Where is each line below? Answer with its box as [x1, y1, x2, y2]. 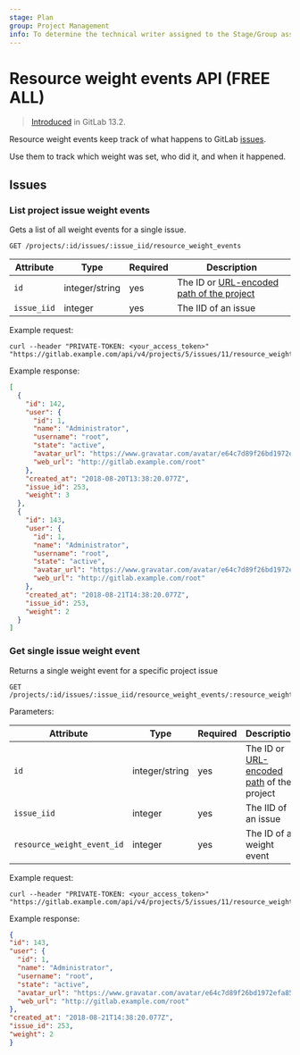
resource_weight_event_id [13, 839, 124, 850]
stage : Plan [9, 13, 54, 22]
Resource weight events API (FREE [9, 68, 271, 88]
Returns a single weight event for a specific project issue [9, 665, 219, 675]
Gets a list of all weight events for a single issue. [9, 224, 187, 235]
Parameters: [9, 706, 54, 716]
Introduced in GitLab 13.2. [30, 117, 127, 128]
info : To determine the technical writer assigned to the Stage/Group [9, 29, 278, 38]
